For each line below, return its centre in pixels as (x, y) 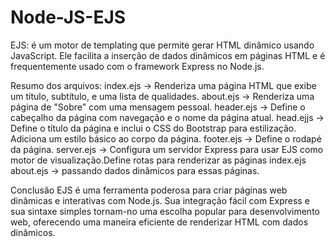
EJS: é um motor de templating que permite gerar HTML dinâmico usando (162, 45)
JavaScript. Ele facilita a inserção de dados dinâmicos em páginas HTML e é (168, 55)
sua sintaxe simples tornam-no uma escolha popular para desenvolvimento (165, 211)
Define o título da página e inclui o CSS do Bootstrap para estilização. (153, 128)
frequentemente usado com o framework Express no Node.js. (137, 66)
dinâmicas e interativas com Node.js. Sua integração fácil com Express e (160, 200)
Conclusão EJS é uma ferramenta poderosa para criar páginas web (149, 190)
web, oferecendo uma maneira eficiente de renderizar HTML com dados (159, 222)
